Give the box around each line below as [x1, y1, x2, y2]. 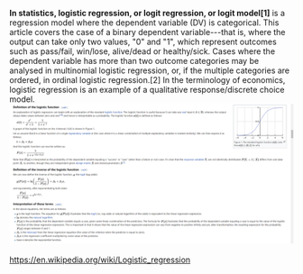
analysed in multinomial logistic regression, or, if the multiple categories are [9, 65, 290, 76]
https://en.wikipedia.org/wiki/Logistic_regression [9, 254, 191, 265]
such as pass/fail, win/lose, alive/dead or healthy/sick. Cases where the [9, 46, 276, 57]
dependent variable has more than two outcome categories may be [9, 56, 260, 66]
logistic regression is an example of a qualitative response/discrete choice [9, 85, 286, 95]
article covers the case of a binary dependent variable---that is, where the [9, 27, 286, 37]
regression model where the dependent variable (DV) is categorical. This [9, 17, 280, 28]
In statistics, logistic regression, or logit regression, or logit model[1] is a [9, 8, 286, 18]
